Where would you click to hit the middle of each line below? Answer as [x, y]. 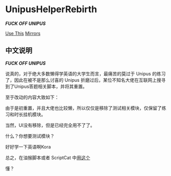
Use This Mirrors [23, 33]
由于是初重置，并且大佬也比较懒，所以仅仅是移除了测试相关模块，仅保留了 [83, 108]
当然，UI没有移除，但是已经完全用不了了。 [50, 125]
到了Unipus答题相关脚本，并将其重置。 [46, 86]
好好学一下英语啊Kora [28, 146]
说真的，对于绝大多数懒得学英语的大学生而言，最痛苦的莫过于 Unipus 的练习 [86, 74]
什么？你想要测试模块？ [30, 136]
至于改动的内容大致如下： [32, 97]
